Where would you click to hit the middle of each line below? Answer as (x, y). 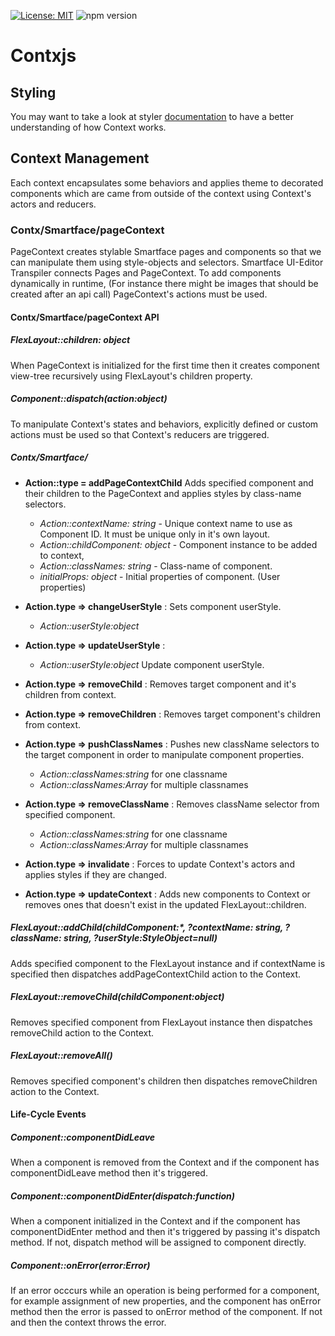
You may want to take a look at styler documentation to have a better (152, 116)
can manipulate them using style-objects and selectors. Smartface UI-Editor (167, 262)
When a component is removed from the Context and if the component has (165, 1162)
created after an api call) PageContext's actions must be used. (139, 294)
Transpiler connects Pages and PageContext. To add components (146, 273)
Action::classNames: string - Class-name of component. (156, 566)
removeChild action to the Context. (82, 1032)
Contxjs (43, 56)
